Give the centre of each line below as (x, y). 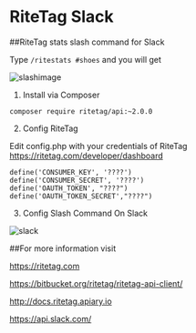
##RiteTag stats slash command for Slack (87, 42)
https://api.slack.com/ (51, 318)
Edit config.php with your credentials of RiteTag (98, 146)
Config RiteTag (51, 128)
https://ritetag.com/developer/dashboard (87, 156)
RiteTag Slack (62, 17)
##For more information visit (63, 248)
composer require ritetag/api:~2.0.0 (81, 111)
